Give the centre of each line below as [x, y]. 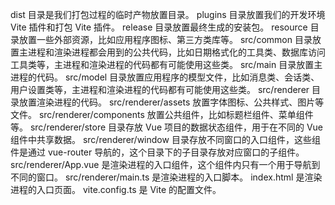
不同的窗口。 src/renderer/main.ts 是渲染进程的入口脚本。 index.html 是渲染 [166, 177]
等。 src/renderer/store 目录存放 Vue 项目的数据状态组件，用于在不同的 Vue [167, 127]
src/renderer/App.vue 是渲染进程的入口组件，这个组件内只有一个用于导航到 [165, 164]
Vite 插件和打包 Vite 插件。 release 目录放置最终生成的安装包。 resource [159, 27]
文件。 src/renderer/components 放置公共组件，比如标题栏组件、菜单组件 [162, 114]
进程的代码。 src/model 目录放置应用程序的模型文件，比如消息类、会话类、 [165, 77]
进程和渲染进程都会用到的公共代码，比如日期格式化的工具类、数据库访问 [176, 52]
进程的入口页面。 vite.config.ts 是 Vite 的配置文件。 [116, 189]
